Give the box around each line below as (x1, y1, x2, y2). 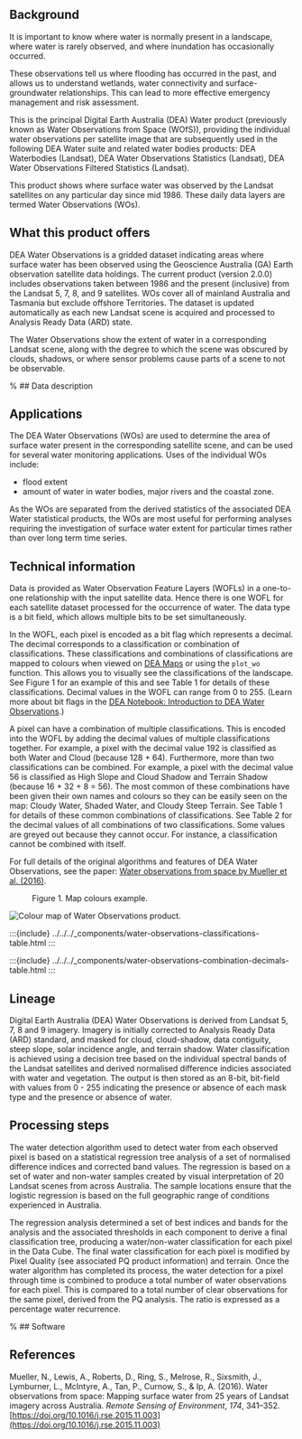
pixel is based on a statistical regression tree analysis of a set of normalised (9, 1152, 291, 1162)
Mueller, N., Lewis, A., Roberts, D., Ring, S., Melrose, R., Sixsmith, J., (9, 1371, 262, 1382)
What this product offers (9, 225, 151, 240)
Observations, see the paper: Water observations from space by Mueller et (9, 866, 288, 877)
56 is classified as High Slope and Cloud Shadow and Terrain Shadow (9, 772, 269, 783)
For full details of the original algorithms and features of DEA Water (9, 856, 259, 867)
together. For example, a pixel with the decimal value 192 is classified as (9, 743, 277, 754)
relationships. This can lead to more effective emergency (59, 87, 270, 98)
